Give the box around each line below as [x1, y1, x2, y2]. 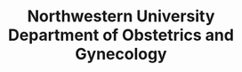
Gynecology [75, 44, 167, 64]
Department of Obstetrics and [8, 25, 234, 45]
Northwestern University [27, 6, 215, 27]
